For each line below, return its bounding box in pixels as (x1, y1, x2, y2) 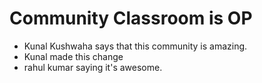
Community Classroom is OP (9, 7, 253, 30)
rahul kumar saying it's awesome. (23, 61, 163, 73)
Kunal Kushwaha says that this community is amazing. (23, 40, 248, 52)
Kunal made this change (23, 50, 124, 62)
